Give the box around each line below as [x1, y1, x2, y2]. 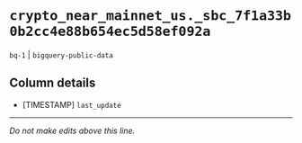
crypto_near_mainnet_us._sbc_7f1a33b [9, 7, 292, 24]
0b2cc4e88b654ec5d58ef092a [9, 23, 211, 40]
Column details [9, 76, 96, 91]
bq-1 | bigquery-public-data [9, 49, 114, 60]
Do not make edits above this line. [9, 125, 136, 136]
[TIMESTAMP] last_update [22, 99, 121, 110]
